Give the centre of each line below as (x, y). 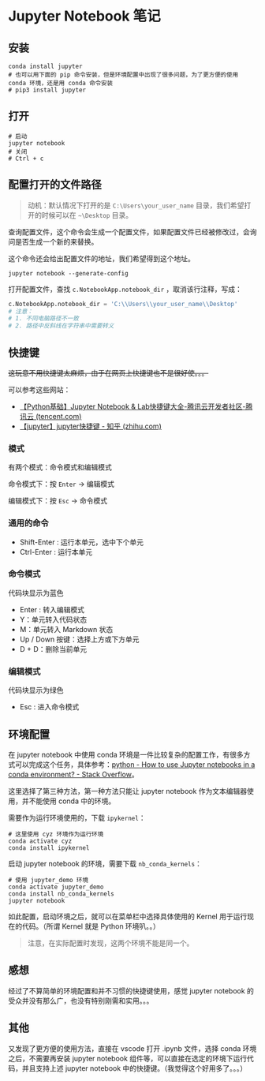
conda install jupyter (45, 66)
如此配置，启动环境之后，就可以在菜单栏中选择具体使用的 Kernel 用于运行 (128, 916)
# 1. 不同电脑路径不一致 (43, 319)
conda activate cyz (40, 841)
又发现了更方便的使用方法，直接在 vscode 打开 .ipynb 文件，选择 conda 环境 (132, 1048)
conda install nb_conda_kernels (61, 894)
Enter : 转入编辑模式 (52, 609)
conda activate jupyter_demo (56, 887)
